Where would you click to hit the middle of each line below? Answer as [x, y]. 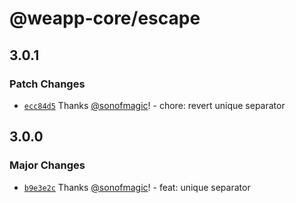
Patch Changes [47, 84]
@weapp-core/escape [105, 18]
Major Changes [47, 165]
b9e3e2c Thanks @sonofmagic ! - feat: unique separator [137, 187]
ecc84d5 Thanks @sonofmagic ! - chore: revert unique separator [154, 105]
